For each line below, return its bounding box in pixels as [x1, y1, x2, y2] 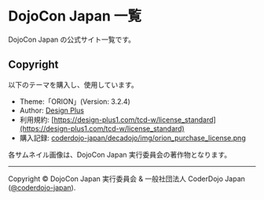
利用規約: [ [19, 115, 54, 124]
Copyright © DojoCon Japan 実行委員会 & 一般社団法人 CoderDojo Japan [8, 174, 246, 183]
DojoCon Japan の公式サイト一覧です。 [8, 35, 136, 44]
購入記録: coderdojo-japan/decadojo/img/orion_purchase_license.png [19, 133, 246, 143]
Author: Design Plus [19, 106, 85, 115]
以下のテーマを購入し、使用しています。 [8, 80, 139, 89]
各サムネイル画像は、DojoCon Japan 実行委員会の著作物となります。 [8, 150, 232, 159]
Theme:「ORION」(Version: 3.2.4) [19, 96, 131, 106]
